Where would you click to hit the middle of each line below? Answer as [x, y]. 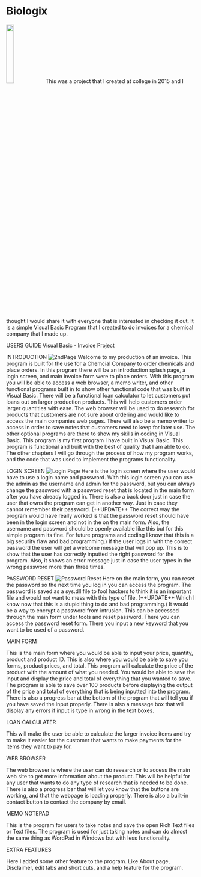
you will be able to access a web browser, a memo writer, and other [90, 383]
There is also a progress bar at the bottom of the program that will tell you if [100, 697]
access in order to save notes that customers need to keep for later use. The [101, 427]
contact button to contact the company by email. [66, 802]
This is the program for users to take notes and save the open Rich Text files [100, 825]
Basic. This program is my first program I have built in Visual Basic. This [95, 440]
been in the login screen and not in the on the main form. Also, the [88, 522]
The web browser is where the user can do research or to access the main [98, 770]
